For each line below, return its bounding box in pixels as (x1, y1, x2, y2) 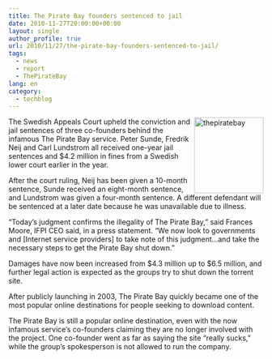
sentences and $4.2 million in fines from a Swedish (8, 152, 179, 161)
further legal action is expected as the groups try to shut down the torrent (8, 267, 254, 277)
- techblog (15, 95, 53, 103)
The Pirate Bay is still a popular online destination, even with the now (8, 316, 237, 326)
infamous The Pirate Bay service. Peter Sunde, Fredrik (8, 135, 189, 144)
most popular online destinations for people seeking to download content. (8, 301, 255, 310)
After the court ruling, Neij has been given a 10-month (8, 176, 188, 186)
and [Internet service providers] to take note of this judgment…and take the (8, 234, 260, 244)
